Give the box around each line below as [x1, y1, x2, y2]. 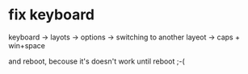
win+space [8, 40, 46, 50]
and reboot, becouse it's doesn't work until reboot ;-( [8, 56, 186, 66]
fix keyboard [8, 6, 95, 24]
